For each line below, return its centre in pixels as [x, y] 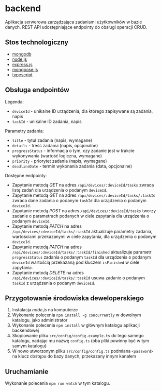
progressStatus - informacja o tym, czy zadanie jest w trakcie [73, 151]
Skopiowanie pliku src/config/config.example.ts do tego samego [78, 336]
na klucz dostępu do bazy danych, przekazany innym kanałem [74, 356]
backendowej [25, 330]
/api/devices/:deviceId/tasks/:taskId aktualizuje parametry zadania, [82, 231]
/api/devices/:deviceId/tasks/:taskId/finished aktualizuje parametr [82, 252]
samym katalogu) [29, 346]
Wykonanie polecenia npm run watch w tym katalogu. [58, 383]
